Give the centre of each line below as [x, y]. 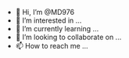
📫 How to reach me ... [52, 46]
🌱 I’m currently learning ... [57, 29]
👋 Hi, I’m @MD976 [45, 12]
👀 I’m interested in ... [48, 20]
